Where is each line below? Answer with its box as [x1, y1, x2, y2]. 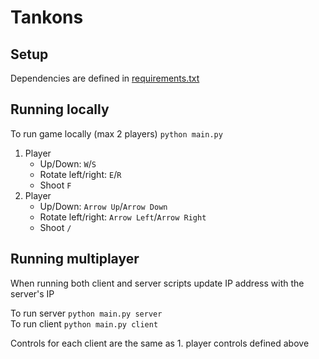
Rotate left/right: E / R [39, 168, 122, 180]
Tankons [10, 6, 84, 29]
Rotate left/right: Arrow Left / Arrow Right [39, 211, 207, 223]
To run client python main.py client [10, 317, 159, 330]
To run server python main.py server [10, 307, 163, 319]
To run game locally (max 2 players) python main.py [10, 127, 223, 140]
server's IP [10, 287, 55, 300]
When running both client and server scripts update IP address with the [10, 277, 305, 289]
